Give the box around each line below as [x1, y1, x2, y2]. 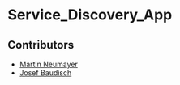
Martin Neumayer [19, 59, 78, 69]
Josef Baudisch [19, 68, 72, 78]
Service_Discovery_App [7, 6, 173, 24]
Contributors [7, 38, 75, 52]
